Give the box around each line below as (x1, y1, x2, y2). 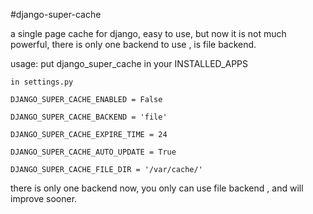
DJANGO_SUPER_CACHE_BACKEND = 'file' (10, 112, 168, 122)
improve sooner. (10, 193, 78, 204)
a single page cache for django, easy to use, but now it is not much (10, 28, 287, 39)
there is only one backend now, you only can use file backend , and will (10, 182, 304, 194)
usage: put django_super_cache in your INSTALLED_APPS (10, 58, 249, 69)
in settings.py (10, 77, 74, 87)
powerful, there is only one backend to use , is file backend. (10, 39, 257, 50)
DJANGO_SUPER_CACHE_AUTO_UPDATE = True (10, 147, 177, 157)
